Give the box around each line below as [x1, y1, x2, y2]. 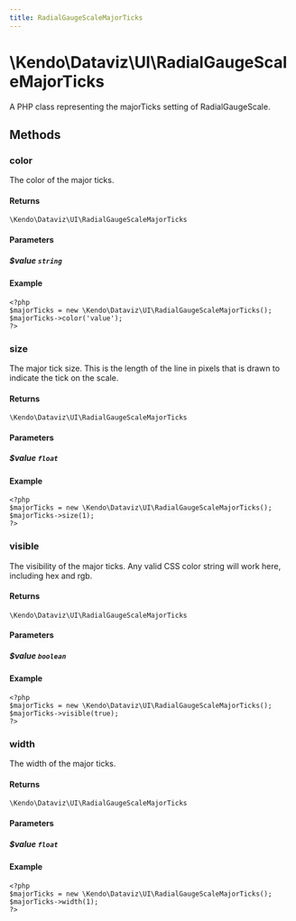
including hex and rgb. [9, 570, 93, 581]
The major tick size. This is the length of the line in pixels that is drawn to [9, 363, 281, 373]
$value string [9, 254, 63, 266]
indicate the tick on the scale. [9, 372, 119, 383]
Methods [9, 127, 61, 143]
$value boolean [9, 650, 67, 661]
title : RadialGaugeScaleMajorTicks [9, 13, 143, 23]
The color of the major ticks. [9, 175, 115, 186]
